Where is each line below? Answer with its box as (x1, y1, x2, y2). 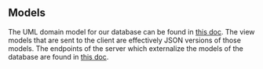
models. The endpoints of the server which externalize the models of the (8, 43, 243, 53)
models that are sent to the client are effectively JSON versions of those (8, 35, 242, 45)
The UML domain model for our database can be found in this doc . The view (8, 27, 255, 36)
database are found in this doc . (8, 52, 109, 61)
